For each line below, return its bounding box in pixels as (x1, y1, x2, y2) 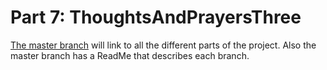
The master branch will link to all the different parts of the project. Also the (10, 39, 317, 51)
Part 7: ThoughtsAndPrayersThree (10, 6, 302, 29)
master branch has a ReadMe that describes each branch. (10, 49, 250, 61)
